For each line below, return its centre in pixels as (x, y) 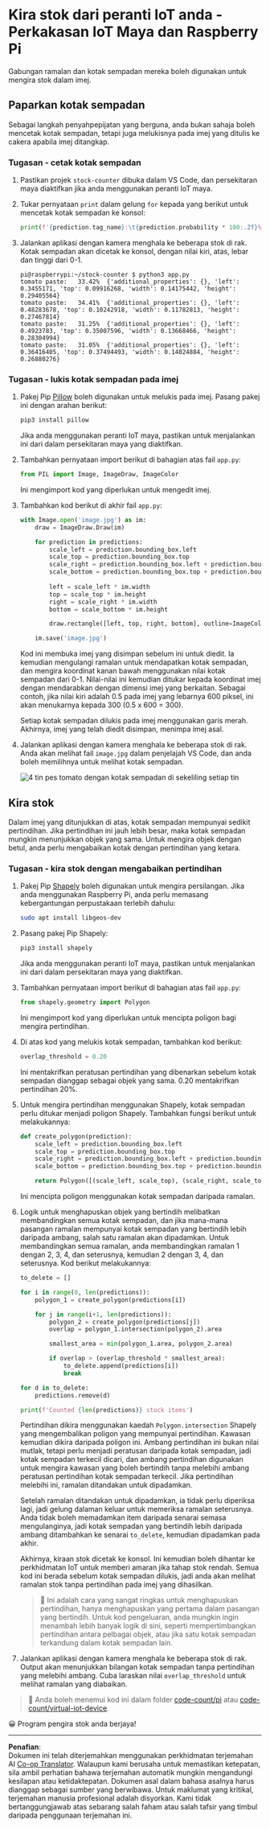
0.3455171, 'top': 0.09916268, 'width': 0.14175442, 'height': (128, 288)
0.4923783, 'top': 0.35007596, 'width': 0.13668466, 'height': (128, 331)
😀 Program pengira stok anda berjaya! (72, 1724)
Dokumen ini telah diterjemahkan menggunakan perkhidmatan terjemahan (131, 1756)
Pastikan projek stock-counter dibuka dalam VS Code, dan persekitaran (139, 180)
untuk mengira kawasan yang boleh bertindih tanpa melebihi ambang (135, 1468)
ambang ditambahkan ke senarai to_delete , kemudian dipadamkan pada (140, 1535)
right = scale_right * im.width (103, 602)
